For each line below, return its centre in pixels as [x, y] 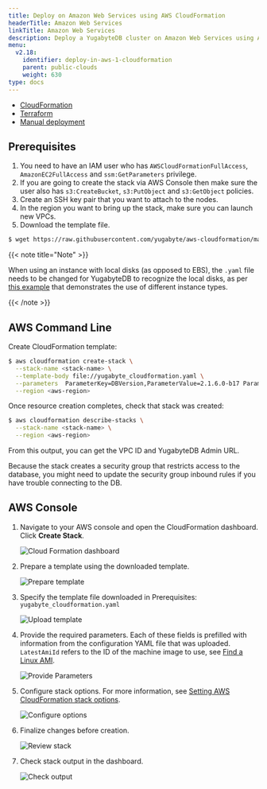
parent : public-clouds [60, 68]
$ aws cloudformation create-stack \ [71, 361]
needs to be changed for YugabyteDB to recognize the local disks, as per [128, 278]
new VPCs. [38, 216]
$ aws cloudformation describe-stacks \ [76, 421]
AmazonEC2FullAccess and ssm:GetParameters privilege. [108, 174]
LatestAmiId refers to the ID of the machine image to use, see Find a [132, 651]
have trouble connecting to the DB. [65, 483]
